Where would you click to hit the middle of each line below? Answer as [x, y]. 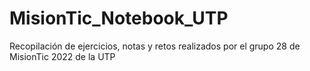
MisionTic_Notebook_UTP [119, 18]
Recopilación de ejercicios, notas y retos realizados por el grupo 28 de [155, 46]
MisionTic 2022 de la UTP [62, 56]
